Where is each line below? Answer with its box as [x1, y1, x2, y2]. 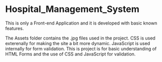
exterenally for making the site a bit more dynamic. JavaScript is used [5, 40, 150, 46]
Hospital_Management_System [5, 3, 140, 15]
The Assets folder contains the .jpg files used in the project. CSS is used [5, 35, 155, 41]
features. [5, 25, 24, 31]
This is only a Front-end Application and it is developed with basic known [5, 20, 157, 26]
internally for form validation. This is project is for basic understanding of [5, 45, 157, 51]
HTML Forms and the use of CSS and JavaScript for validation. [5, 51, 136, 57]
